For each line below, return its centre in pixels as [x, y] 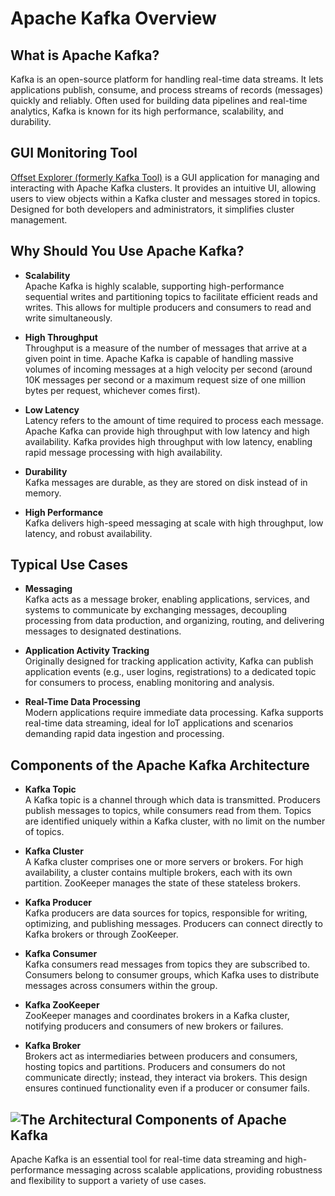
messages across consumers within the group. [121, 986]
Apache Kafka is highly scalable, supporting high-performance [154, 286]
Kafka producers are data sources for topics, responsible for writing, [166, 913]
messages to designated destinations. [103, 631]
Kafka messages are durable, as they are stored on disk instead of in [166, 482]
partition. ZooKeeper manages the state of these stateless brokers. [162, 883]
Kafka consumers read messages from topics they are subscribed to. [167, 964]
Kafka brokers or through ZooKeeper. [101, 934]
